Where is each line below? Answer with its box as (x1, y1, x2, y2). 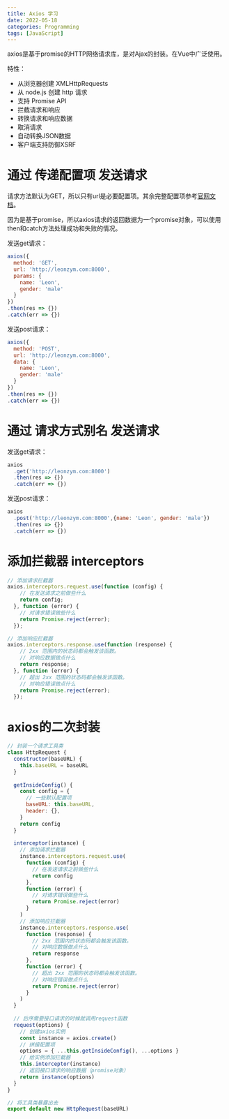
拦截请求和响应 (17, 105, 61, 114)
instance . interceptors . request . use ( (19, 853, 127, 860)
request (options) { (13, 1021, 70, 1028)
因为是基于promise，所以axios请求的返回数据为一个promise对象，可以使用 (7, 216, 221, 224)
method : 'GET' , (13, 260, 58, 267)
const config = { (19, 788, 70, 795)
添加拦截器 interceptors (7, 553, 145, 569)
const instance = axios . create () (19, 1035, 117, 1042)
